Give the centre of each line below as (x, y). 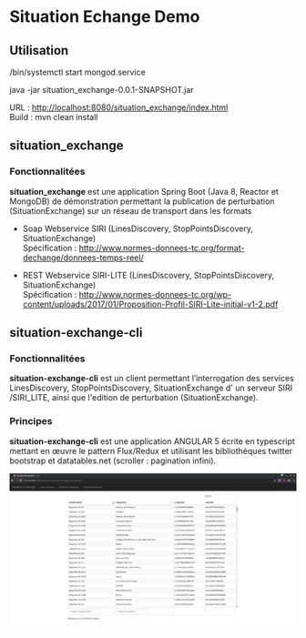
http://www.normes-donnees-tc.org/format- (162, 248)
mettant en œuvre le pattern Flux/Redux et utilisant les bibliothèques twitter (151, 451)
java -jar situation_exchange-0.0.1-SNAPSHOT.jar (102, 90)
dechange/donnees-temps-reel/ (83, 258)
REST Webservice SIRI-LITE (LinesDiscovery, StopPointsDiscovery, (148, 275)
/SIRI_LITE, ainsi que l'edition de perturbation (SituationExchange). (134, 398)
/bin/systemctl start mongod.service (77, 72)
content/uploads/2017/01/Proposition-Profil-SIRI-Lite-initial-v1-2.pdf (150, 304)
